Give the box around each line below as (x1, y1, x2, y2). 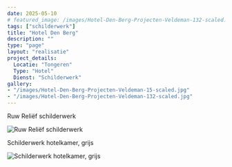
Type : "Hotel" (13, 67, 54, 74)
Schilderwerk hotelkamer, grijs (7, 139, 94, 146)
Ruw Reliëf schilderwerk (7, 112, 76, 120)
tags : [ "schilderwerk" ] (7, 23, 76, 30)
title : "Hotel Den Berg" (7, 29, 79, 36)
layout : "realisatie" (7, 49, 70, 56)
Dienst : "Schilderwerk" (13, 74, 81, 81)
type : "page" (7, 42, 45, 49)
